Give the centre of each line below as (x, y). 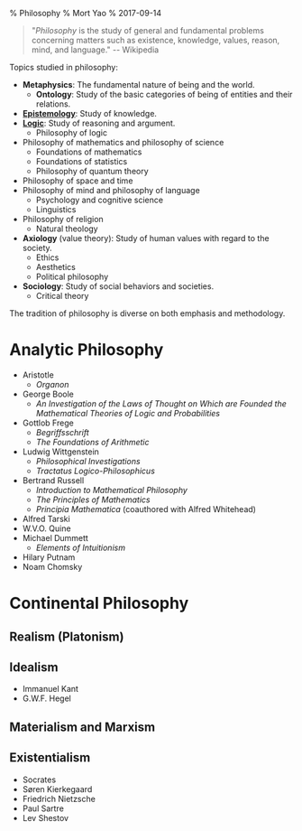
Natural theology (67, 229)
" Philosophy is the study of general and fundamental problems (147, 30)
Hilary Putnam (49, 557)
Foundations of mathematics (89, 152)
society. (37, 248)
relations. (53, 104)
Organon (52, 384)
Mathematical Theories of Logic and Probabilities (128, 413)
